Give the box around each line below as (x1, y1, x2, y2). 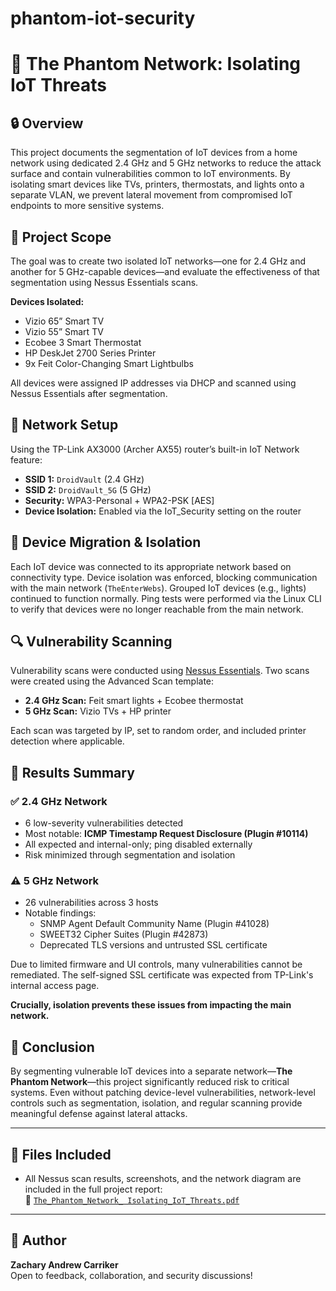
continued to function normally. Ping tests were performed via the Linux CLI (10, 592, 322, 604)
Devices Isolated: (10, 296, 85, 307)
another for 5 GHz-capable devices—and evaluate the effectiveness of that (10, 266, 320, 277)
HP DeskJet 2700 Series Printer (24, 347, 157, 359)
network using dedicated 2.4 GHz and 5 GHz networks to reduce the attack (10, 157, 322, 169)
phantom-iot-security (10, 7, 196, 30)
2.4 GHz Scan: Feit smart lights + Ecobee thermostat (24, 695, 244, 707)
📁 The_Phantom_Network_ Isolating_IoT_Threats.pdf (24, 1194, 240, 1206)
